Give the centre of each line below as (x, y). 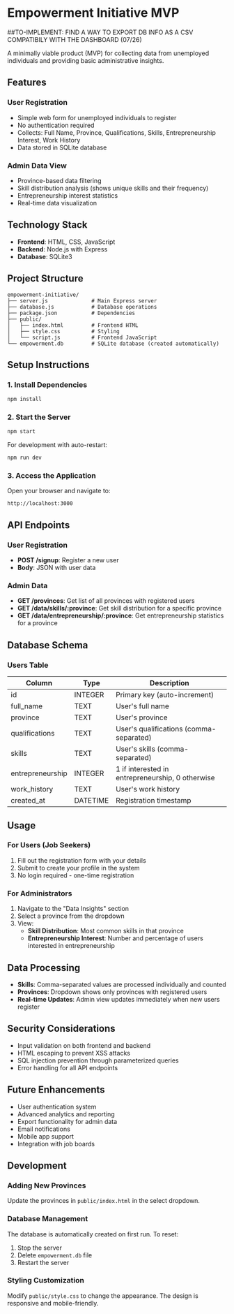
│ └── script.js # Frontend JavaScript (82, 337)
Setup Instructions (48, 365)
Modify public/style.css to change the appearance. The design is (103, 1295)
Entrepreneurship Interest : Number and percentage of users (115, 938)
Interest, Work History (49, 140)
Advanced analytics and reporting (66, 1114)
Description (169, 683)
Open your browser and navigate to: (59, 491)
